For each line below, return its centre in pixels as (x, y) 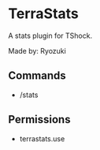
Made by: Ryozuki (37, 51)
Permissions (39, 120)
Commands (37, 76)
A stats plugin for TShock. (50, 36)
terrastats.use (42, 138)
